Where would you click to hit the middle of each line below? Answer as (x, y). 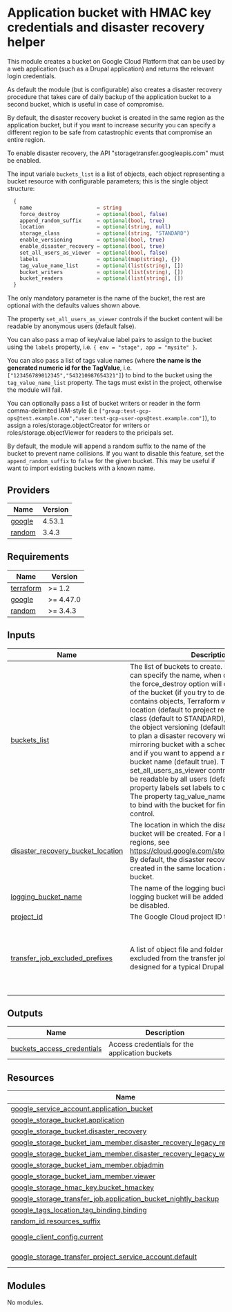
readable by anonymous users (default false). (72, 326)
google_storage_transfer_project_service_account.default (104, 1257)
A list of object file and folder (177, 950)
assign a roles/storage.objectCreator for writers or (79, 425)
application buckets (140, 1053)
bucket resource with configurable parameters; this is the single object (108, 181)
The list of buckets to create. (176, 666)
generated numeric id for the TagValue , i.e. (70, 368)
